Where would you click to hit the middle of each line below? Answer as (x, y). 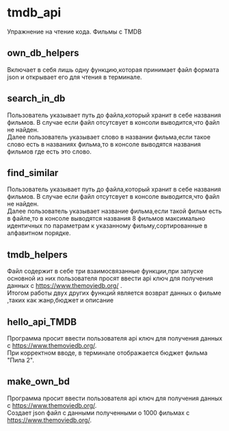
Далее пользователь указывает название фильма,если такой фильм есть (114, 211)
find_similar (33, 173)
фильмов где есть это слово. (50, 151)
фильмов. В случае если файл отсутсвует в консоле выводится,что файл (113, 197)
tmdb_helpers (38, 255)
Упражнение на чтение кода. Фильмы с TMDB (75, 32)
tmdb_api (34, 13)
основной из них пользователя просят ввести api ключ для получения (110, 278)
